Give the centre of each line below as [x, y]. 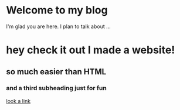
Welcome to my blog [57, 10]
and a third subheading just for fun [56, 88]
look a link [18, 101]
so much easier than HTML [56, 72]
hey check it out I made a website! [91, 50]
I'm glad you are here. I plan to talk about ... [59, 26]
